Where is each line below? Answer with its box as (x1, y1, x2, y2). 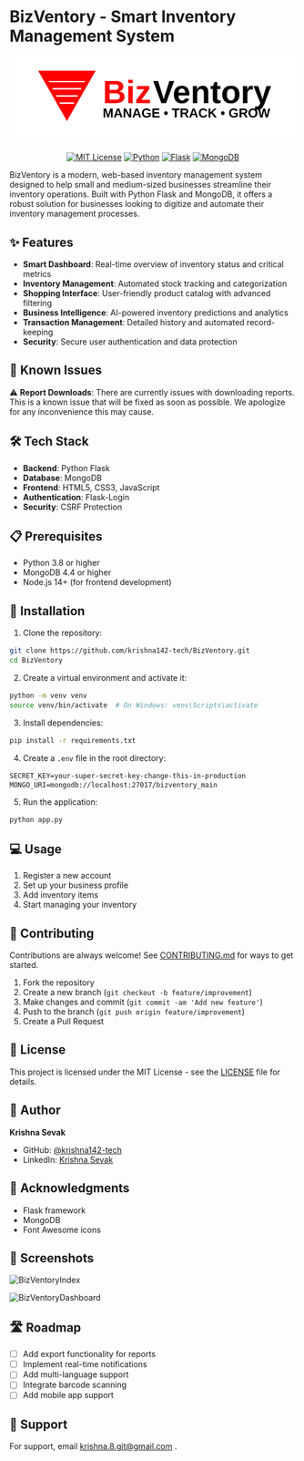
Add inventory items (22, 890, 98, 900)
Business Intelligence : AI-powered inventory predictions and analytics (22, 307, 289, 318)
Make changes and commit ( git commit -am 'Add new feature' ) (22, 996, 264, 1008)
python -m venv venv (9, 691, 88, 700)
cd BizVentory (9, 656, 64, 665)
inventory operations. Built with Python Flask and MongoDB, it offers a (9, 189, 273, 200)
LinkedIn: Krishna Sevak (22, 1154, 114, 1165)
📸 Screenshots (9, 1250, 95, 1266)
